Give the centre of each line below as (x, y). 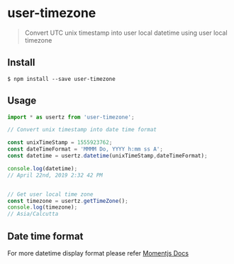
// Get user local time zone (50, 194)
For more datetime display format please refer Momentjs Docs (98, 253)
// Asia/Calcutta (33, 214)
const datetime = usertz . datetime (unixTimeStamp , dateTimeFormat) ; (107, 156)
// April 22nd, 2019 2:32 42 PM (55, 175)
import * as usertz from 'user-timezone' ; (71, 117)
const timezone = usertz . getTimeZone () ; (68, 201)
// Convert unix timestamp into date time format (82, 130)
